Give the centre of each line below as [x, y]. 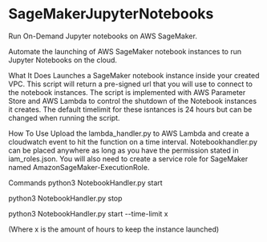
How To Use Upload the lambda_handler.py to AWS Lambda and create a [129, 133]
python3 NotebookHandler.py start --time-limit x [88, 213]
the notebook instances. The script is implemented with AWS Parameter [127, 92]
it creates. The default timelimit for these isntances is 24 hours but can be [130, 109]
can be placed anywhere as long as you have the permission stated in [123, 150]
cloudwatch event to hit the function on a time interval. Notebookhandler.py [133, 141]
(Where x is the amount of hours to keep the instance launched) [114, 229]
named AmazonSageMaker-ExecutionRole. [79, 167]
